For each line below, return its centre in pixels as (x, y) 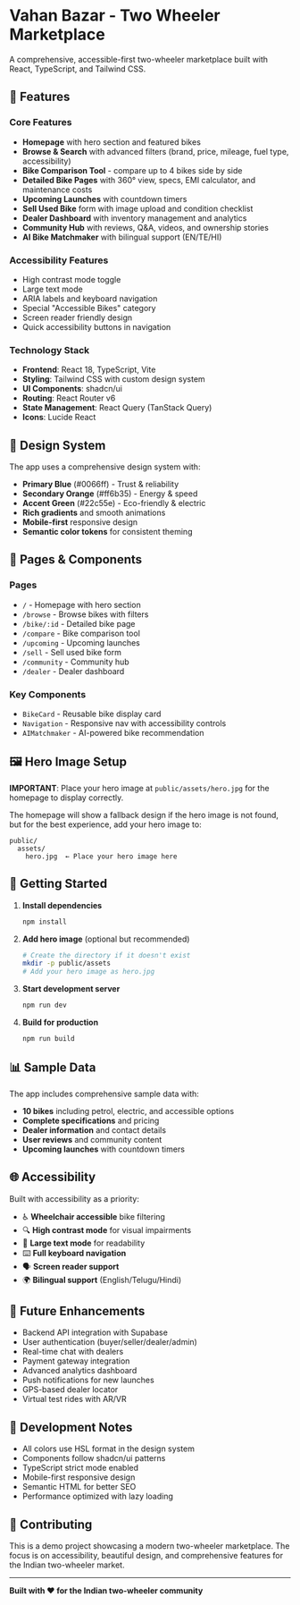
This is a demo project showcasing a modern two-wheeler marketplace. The (150, 1546)
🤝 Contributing (51, 1524)
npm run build (48, 1039)
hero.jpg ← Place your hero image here (101, 856)
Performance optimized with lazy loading (98, 1496)
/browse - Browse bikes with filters (85, 614)
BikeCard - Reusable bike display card (92, 714)
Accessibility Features (59, 260)
